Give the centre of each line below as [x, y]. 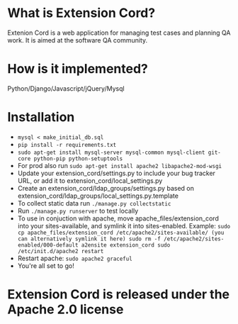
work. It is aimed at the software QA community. [78, 40]
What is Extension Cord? [81, 13]
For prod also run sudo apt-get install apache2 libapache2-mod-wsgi [119, 165]
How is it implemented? [78, 69]
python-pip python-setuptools [78, 158]
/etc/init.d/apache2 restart [61, 251]
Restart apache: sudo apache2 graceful [75, 258]
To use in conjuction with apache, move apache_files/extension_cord [118, 218]
